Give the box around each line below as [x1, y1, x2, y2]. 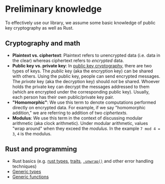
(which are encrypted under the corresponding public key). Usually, [12, 89, 150, 94]
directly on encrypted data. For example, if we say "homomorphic [12, 104, 146, 110]
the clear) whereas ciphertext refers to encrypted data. [12, 58, 124, 63]
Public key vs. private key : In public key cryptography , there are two [12, 62, 152, 68]
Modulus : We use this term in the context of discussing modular [12, 115, 143, 121]
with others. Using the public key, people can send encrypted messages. [12, 73, 161, 79]
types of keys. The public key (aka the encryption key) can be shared [12, 68, 153, 74]
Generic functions [12, 174, 49, 180]
